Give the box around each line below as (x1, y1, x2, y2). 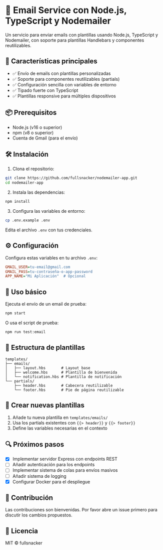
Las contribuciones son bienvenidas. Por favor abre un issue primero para (5, 507, 157, 513)
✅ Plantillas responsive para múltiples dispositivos (12, 93, 116, 99)
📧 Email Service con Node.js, (5, 5, 127, 16)
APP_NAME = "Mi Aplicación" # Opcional (5, 273, 86, 279)
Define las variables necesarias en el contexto (12, 425, 107, 431)
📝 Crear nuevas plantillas (5, 401, 85, 409)
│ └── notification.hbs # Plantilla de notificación (5, 374, 122, 379)
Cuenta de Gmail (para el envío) (12, 135, 78, 141)
